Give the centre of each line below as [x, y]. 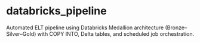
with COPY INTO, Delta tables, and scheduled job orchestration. [116, 33]
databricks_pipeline [56, 11]
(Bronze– [176, 27]
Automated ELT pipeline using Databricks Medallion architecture [85, 27]
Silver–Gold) [21, 33]
